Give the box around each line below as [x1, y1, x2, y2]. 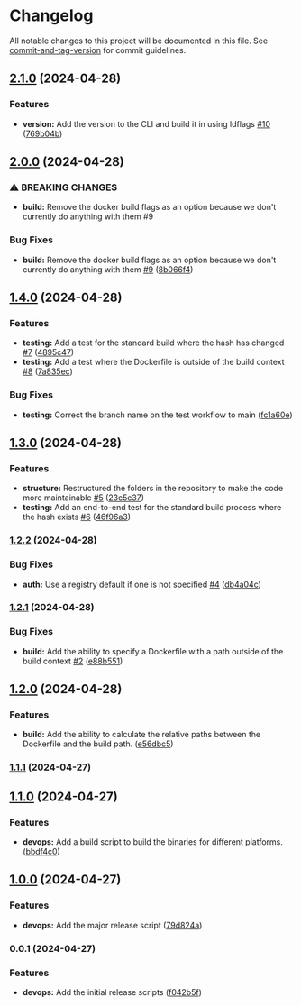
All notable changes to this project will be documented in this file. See [9, 35, 269, 46]
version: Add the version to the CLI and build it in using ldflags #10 [22, 118, 271, 129]
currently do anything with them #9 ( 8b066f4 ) [22, 263, 194, 275]
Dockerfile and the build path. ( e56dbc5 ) [22, 738, 174, 749]
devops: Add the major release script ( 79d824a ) [22, 919, 203, 930]
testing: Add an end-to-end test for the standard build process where [22, 502, 282, 513]
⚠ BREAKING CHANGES [9, 181, 118, 194]
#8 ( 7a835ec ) [22, 366, 74, 377]
